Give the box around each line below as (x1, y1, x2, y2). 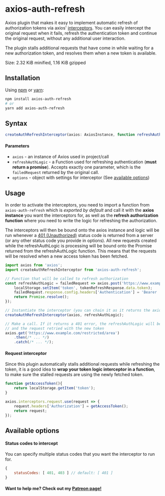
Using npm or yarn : (5, 87, 44, 93)
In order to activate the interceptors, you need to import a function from (5, 202, 150, 208)
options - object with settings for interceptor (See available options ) (12, 175, 150, 180)
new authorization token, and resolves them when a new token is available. (5, 50, 157, 56)
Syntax (5, 119, 27, 127)
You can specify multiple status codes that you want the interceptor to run (5, 451, 155, 457)
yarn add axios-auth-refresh (5, 106, 65, 111)
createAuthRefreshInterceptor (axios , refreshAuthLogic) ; (5, 312, 124, 318)
